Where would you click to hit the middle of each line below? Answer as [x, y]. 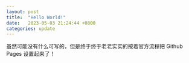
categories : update [31, 28]
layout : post [23, 12]
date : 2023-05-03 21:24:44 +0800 [51, 23]
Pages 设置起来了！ [31, 54]
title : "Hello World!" [36, 17]
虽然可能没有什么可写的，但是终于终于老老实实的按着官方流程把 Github [94, 46]
